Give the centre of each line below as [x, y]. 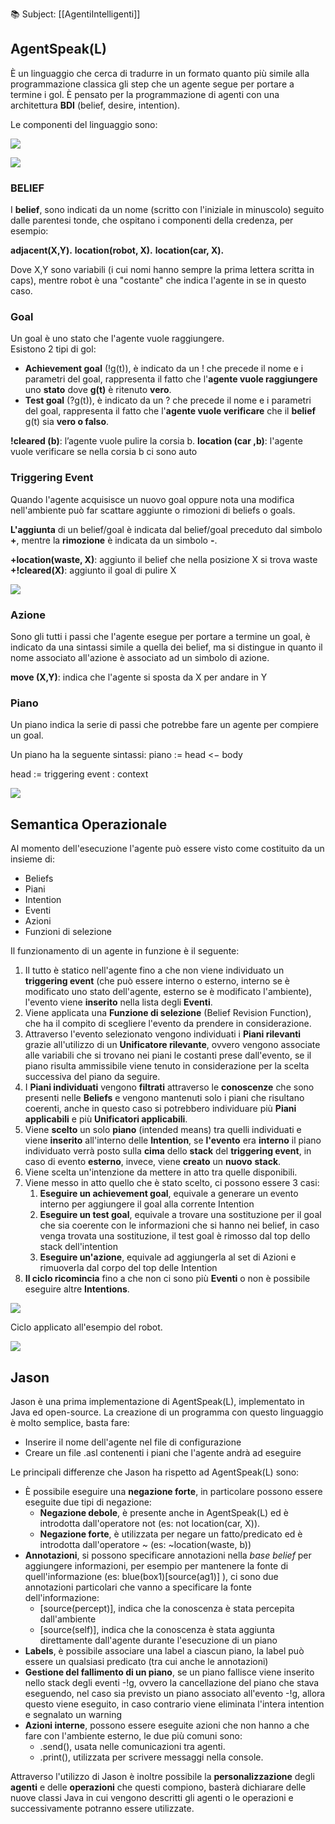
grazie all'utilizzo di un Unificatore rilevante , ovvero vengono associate [172, 1045]
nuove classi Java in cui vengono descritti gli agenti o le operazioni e [152, 1797]
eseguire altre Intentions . [77, 1289]
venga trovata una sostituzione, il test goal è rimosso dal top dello [175, 1236]
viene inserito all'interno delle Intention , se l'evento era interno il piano [173, 1140]
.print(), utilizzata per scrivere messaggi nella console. [151, 1757]
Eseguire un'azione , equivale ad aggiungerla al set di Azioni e [168, 1257]
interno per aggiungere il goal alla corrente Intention [147, 1204]
